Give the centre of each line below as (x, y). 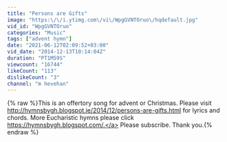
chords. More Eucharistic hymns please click (71, 118)
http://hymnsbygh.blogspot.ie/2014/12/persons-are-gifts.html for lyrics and (113, 110)
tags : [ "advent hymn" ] (40, 39)
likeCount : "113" (32, 71)
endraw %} (23, 132)
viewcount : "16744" (35, 64)
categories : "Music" (37, 33)
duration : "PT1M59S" (37, 58)
